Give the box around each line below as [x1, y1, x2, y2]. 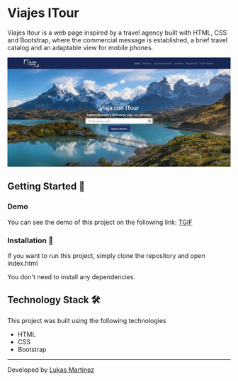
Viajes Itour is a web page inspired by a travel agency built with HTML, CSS [7, 28, 227, 37]
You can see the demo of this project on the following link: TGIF [7, 218, 193, 226]
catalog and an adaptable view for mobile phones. [7, 43, 154, 52]
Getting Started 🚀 [7, 180, 86, 192]
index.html [7, 259, 38, 267]
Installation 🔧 [7, 235, 54, 245]
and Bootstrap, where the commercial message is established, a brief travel [7, 35, 228, 44]
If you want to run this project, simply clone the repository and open [7, 252, 205, 259]
